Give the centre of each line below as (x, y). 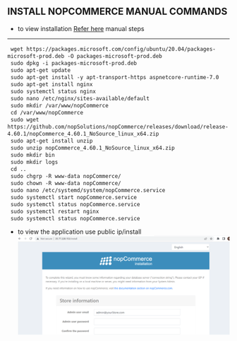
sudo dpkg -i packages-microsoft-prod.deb (74, 63)
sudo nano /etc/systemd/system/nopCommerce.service (88, 190)
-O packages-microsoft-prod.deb (115, 56)
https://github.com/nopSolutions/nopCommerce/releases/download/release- (118, 126)
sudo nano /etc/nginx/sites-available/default (80, 98)
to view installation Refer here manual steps (81, 28)
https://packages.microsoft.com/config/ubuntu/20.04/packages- (121, 49)
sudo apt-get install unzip (51, 140)
